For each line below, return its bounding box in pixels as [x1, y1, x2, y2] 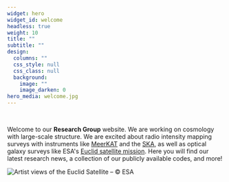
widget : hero [7, 10, 45, 17]
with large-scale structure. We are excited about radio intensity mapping [7, 133, 212, 141]
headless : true [7, 23, 51, 30]
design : [7, 49, 30, 56]
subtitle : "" [7, 42, 45, 49]
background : [13, 73, 48, 81]
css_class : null [13, 67, 60, 74]
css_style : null [13, 61, 60, 68]
